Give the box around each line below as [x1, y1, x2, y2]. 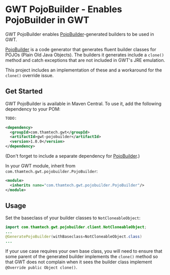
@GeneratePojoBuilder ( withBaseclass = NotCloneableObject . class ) [5, 234, 143, 239]
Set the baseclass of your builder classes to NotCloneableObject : [5, 215, 141, 221]
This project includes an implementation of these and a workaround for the [5, 67, 162, 73]
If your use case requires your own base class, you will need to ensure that [5, 248, 163, 254]
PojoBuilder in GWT [5, 14, 90, 26]
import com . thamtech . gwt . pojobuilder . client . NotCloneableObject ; [5, 225, 147, 230]
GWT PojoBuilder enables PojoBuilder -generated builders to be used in [5, 31, 154, 37]
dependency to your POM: [5, 106, 61, 112]
